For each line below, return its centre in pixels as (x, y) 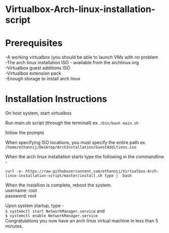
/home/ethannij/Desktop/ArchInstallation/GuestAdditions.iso (71, 148)
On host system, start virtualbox (39, 113)
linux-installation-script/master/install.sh (54, 176)
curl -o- (14, 171)
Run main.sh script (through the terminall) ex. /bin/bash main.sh (72, 123)
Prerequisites (34, 43)
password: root (21, 196)
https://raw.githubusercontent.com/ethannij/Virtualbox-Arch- (92, 171)
